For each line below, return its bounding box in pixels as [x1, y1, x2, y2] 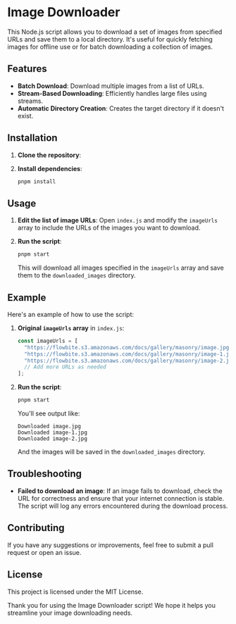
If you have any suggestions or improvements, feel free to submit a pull [7, 540, 213, 549]
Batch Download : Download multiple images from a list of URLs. [17, 82, 204, 90]
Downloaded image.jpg [17, 423, 81, 430]
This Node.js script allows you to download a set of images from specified [7, 27, 223, 36]
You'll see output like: [17, 409, 80, 418]
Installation [7, 132, 58, 144]
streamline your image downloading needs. [7, 609, 132, 617]
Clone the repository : [17, 151, 82, 159]
